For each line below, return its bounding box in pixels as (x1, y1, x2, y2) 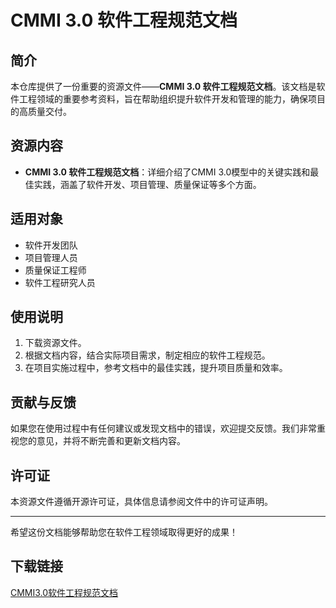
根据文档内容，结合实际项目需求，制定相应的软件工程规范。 (24, 349, 271, 361)
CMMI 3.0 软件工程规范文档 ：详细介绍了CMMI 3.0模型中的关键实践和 (24, 166, 311, 178)
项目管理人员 (24, 251, 78, 263)
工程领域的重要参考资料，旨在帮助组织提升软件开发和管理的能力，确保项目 (18, 93, 326, 105)
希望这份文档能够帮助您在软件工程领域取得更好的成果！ (10, 526, 238, 538)
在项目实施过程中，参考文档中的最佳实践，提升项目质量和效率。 (24, 362, 288, 374)
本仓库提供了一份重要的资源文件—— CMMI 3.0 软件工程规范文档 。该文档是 (10, 81, 317, 92)
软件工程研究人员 (24, 276, 96, 288)
